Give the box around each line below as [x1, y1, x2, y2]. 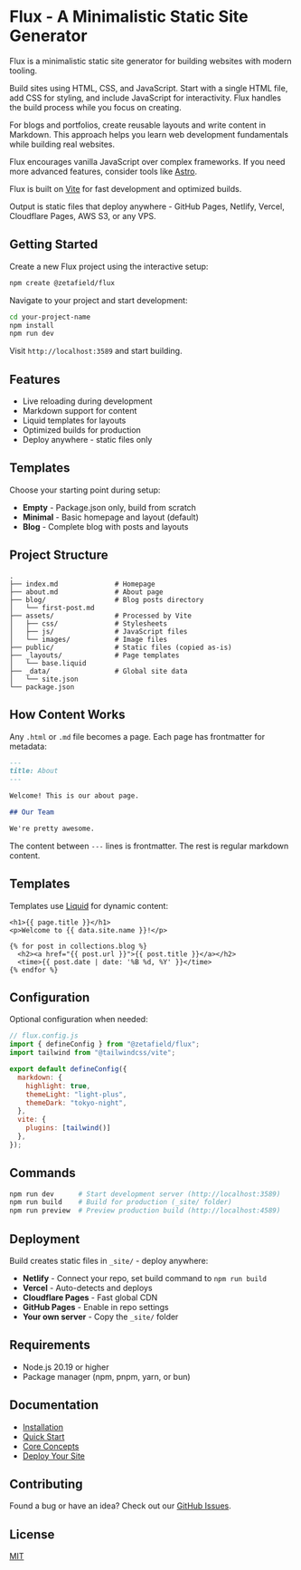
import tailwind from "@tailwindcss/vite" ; [9, 1048, 176, 1058]
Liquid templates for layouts [22, 415, 127, 426]
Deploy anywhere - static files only [22, 435, 153, 445]
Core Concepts [22, 1441, 80, 1451]
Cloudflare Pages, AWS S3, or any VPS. [9, 210, 156, 221]
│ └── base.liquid [9, 658, 88, 667]
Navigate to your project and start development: [9, 294, 188, 305]
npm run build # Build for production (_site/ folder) [9, 1198, 232, 1207]
